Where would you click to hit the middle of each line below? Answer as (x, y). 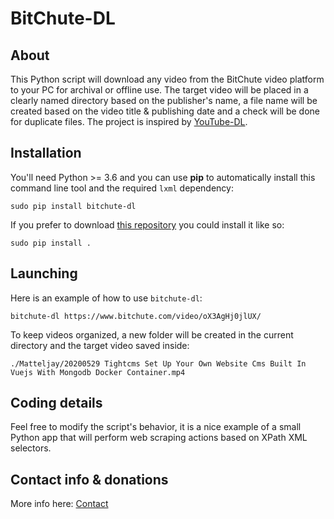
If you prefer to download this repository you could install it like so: (147, 224)
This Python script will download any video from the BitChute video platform (167, 79)
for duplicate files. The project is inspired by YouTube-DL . (129, 121)
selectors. (31, 448)
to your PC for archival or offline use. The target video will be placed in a (159, 90)
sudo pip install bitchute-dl (73, 206)
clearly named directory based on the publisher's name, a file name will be (164, 100)
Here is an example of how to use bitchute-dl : (106, 298)
